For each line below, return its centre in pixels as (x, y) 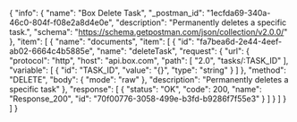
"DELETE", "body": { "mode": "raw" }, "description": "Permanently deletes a (149, 79)
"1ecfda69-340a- (238, 13)
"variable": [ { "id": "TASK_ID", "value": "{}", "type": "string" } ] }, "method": (148, 70)
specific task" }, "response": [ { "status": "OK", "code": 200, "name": (136, 89)
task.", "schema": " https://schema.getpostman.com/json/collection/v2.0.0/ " (148, 32)
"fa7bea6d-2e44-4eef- (239, 41)
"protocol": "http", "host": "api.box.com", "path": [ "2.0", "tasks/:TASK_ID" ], (149, 61)
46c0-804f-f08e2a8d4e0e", (62, 22)
